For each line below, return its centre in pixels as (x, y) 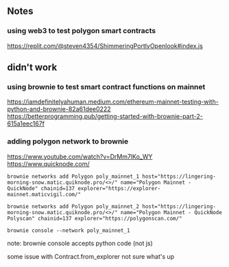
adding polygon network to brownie (68, 141)
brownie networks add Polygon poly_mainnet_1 (73, 176)
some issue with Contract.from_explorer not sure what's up (91, 256)
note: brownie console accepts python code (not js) (80, 243)
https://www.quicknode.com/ (48, 163)
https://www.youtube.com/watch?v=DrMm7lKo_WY (80, 156)
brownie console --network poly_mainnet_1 (69, 230)
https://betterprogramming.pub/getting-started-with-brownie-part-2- (105, 117)
